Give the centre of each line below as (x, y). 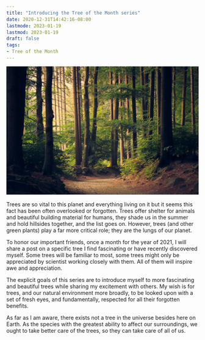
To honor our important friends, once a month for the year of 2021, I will (96, 242)
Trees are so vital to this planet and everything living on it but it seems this (100, 204)
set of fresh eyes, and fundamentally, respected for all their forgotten (93, 299)
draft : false (23, 39)
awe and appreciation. (34, 268)
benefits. (17, 306)
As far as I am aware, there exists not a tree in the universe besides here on (101, 317)
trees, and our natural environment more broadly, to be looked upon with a (100, 292)
